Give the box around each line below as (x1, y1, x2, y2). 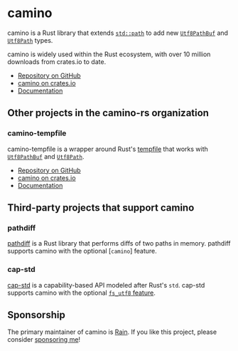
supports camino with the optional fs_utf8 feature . (7, 288, 156, 297)
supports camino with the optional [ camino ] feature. (7, 247, 158, 256)
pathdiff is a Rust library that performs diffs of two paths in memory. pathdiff (7, 239, 231, 248)
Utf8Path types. (7, 36, 53, 44)
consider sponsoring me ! (7, 335, 80, 344)
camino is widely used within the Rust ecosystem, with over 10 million (7, 50, 211, 58)
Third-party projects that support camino (7, 201, 195, 214)
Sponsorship (7, 309, 65, 321)
